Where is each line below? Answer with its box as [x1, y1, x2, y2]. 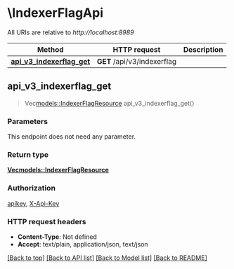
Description [183, 44, 223, 54]
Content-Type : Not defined [17, 233, 97, 241]
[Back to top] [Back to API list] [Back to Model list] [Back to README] [7, 254, 207, 262]
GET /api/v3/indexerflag [97, 56, 177, 66]
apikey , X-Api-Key [7, 199, 60, 207]
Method [37, 44, 65, 54]
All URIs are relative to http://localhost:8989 [7, 28, 135, 36]
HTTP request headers [7, 216, 86, 226]
